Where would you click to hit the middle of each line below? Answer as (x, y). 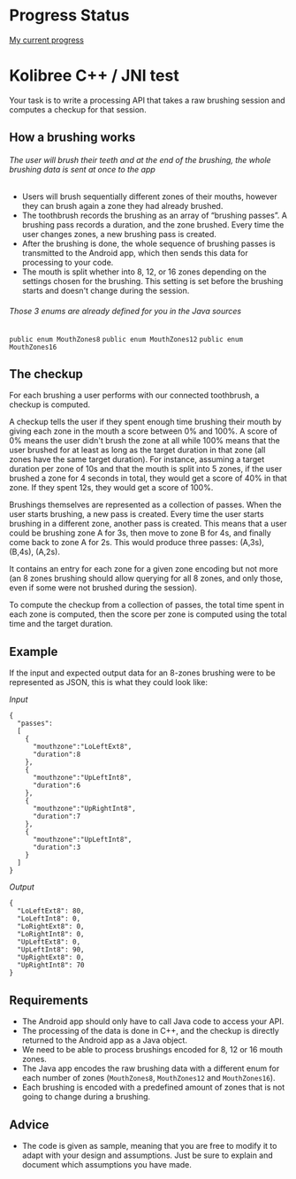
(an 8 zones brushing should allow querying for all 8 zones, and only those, (146, 578)
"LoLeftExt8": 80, (51, 911)
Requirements (49, 1000)
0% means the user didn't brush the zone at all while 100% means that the (144, 441)
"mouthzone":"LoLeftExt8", (82, 747)
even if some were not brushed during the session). (103, 588)
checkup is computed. (50, 405)
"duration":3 (57, 848)
